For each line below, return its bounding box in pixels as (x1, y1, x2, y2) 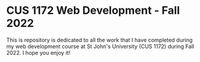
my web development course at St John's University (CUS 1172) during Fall (6, 43, 195, 50)
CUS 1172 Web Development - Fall (6, 4, 180, 17)
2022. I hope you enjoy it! (6, 49, 71, 56)
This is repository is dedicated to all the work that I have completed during (6, 36, 193, 43)
